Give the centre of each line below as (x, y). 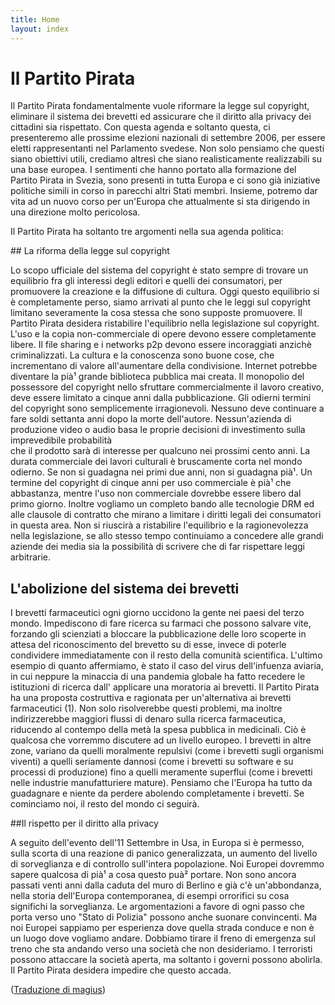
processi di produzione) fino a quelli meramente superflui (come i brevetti (161, 772)
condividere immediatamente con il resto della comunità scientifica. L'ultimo (166, 655)
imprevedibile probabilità (61, 440)
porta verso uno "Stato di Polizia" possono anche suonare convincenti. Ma (164, 917)
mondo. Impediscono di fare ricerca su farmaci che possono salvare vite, (161, 623)
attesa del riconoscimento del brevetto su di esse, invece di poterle (148, 645)
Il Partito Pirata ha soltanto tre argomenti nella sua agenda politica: (147, 232)
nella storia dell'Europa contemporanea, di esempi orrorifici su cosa (150, 896)
